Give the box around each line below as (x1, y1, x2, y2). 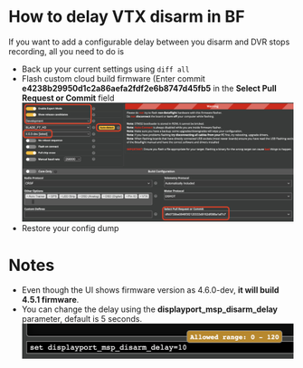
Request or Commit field (21, 92, 115, 103)
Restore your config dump (21, 223, 119, 234)
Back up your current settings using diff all (21, 63, 190, 74)
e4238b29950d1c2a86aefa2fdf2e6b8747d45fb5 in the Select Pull (21, 82, 277, 93)
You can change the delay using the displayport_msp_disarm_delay (21, 304, 278, 315)
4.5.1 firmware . (21, 295, 80, 305)
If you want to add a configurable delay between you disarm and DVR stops (8, 36, 290, 47)
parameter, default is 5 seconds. (21, 314, 143, 324)
